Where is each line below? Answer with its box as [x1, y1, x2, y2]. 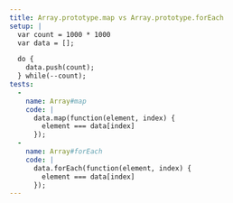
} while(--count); [17, 71, 88, 81]
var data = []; [17, 38, 75, 48]
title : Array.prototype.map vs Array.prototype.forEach [9, 13, 224, 23]
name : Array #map [25, 97, 88, 106]
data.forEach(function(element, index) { [33, 163, 192, 172]
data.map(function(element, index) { [33, 114, 176, 123]
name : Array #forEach [25, 147, 103, 156]
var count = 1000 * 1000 [17, 30, 111, 39]
